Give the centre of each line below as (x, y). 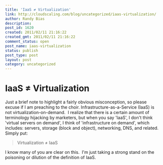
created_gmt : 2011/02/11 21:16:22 (40, 37)
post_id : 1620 (20, 28)
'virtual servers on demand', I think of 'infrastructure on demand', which (77, 123)
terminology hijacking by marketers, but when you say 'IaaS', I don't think (79, 118)
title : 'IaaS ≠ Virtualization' (38, 10)
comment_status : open (27, 42)
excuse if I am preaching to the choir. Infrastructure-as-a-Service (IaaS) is (80, 107)
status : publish (22, 50)
